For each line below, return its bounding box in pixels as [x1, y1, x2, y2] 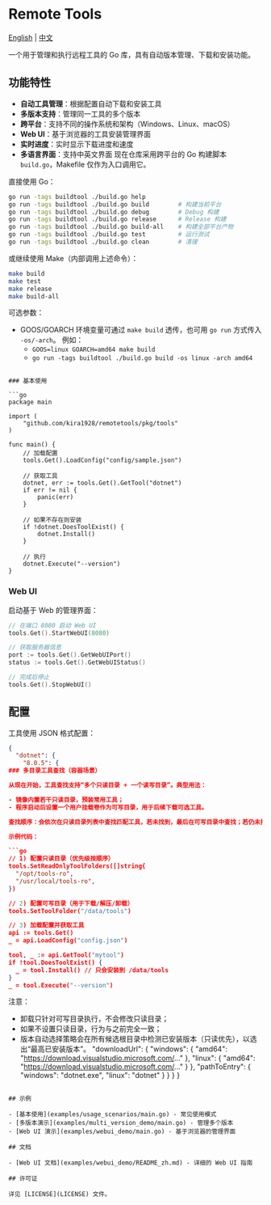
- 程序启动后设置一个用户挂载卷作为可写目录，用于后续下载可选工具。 [8, 803, 208, 811]
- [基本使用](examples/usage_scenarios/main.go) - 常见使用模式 [8, 1110, 217, 1118]
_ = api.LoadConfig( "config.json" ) [8, 937, 128, 945]
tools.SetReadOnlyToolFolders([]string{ [8, 862, 147, 870]
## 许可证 [8, 1174, 38, 1183]
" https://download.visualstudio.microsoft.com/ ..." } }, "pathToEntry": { [19, 1062, 252, 1072]
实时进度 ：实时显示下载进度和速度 [19, 139, 134, 149]
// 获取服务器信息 [8, 644, 62, 652]
